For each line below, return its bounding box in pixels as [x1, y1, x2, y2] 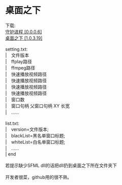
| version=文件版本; [5, 126, 49, 132]
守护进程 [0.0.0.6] [5, 28, 42, 34]
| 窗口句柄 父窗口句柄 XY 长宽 [5, 102, 70, 109]
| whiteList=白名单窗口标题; [5, 139, 66, 145]
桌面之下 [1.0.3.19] [5, 35, 43, 41]
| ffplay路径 [5, 58, 32, 64]
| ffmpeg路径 [5, 64, 35, 71]
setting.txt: [5, 46, 28, 52]
